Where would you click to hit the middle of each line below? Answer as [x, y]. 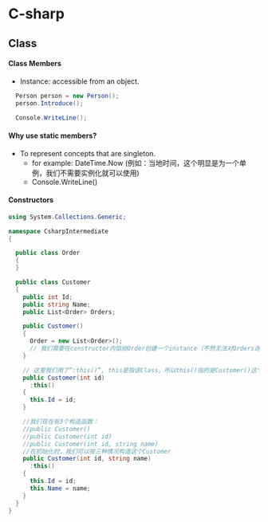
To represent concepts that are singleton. [88, 153]
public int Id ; [48, 297]
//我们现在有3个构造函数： [61, 422]
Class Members [35, 64]
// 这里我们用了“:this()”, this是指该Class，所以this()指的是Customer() [137, 370]
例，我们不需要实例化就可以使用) [85, 173]
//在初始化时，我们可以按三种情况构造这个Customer [97, 451]
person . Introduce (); [49, 103]
